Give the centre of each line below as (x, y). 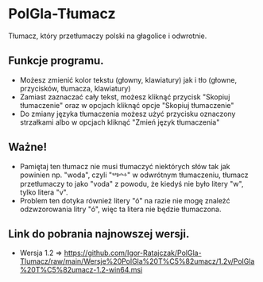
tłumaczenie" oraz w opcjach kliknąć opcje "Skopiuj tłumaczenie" (127, 105)
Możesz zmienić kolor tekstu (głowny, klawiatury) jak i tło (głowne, (128, 79)
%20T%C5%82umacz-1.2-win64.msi (81, 270)
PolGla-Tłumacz (62, 14)
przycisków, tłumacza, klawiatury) (75, 88)
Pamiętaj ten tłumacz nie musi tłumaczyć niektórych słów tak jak (125, 166)
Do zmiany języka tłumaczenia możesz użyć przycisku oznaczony (128, 114)
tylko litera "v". (44, 192)
